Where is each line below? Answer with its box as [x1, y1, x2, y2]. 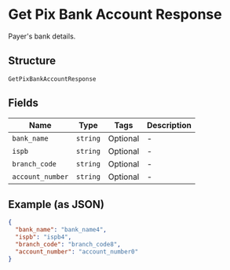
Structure [8, 54, 57, 67]
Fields [8, 97, 39, 110]
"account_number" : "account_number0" [15, 247, 139, 256]
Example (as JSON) [8, 198, 104, 211]
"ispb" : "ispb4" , [15, 233, 72, 241]
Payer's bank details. [8, 31, 76, 41]
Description [146, 119, 192, 130]
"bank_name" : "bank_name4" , [15, 226, 108, 234]
